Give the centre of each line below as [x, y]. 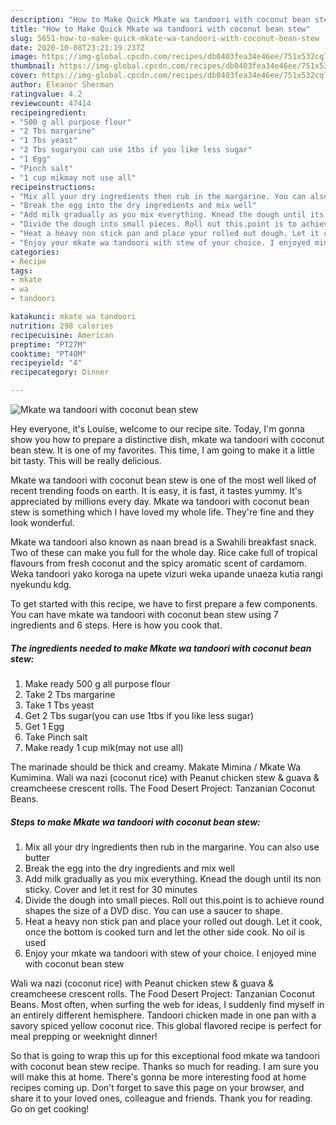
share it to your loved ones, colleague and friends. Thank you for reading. [161, 1098]
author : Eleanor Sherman [62, 85]
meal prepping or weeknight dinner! [84, 1036]
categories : [35, 252]
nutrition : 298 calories [62, 326]
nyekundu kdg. [41, 584]
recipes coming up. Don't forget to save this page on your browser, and [157, 1087]
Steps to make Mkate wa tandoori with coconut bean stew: [135, 822]
